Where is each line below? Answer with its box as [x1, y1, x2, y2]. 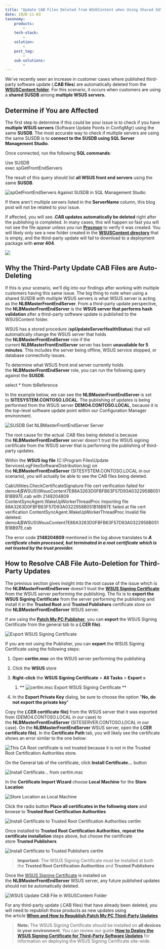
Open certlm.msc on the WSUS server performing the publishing [12, 655, 146, 662]
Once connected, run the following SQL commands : [5, 150, 111, 156]
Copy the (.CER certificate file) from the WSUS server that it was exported [5, 709, 157, 715]
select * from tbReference [5, 382, 58, 388]
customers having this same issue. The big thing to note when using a [5, 290, 148, 296]
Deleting [5, 272, 32, 280]
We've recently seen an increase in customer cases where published [5, 76, 146, 82]
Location [5, 784, 24, 790]
